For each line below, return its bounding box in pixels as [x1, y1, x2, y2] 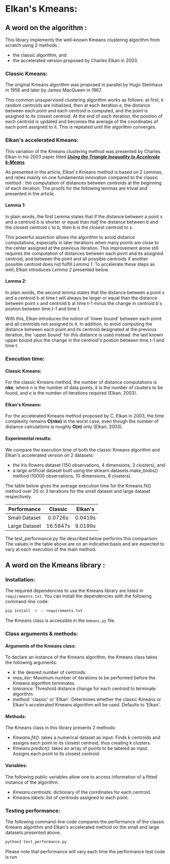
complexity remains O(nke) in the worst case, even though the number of [5, 418, 159, 425]
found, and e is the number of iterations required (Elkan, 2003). [5, 390, 138, 396]
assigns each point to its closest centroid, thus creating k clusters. [12, 740, 151, 746]
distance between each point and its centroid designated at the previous [5, 326, 157, 332]
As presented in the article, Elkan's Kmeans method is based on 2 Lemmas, [5, 169, 163, 175]
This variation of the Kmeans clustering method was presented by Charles [5, 148, 161, 154]
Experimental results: [5, 435, 52, 441]
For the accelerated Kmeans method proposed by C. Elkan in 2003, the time [5, 413, 164, 419]
